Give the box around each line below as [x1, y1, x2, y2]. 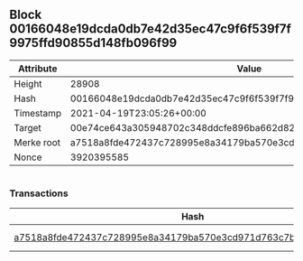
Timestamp [14, 107, 62, 119]
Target [14, 121, 42, 134]
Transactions [9, 187, 69, 200]
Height [14, 77, 42, 89]
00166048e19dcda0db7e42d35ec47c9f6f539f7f [9, 22, 291, 37]
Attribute [17, 62, 58, 75]
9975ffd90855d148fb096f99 [9, 35, 178, 51]
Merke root [14, 135, 61, 148]
